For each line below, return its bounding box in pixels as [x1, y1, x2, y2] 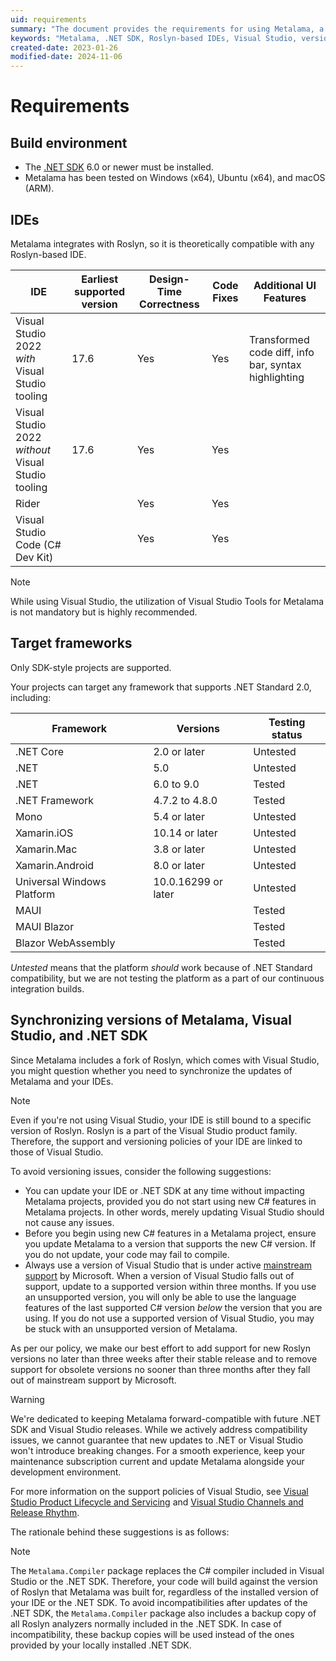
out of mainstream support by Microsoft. [10, 1374, 177, 1386]
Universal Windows [15, 874, 107, 888]
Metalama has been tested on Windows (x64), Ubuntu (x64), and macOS [24, 172, 326, 184]
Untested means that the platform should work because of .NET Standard [10, 961, 313, 973]
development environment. [10, 1466, 122, 1478]
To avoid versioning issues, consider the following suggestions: [10, 1165, 272, 1177]
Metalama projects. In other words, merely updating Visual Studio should [24, 1206, 325, 1218]
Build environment [10, 134, 128, 151]
